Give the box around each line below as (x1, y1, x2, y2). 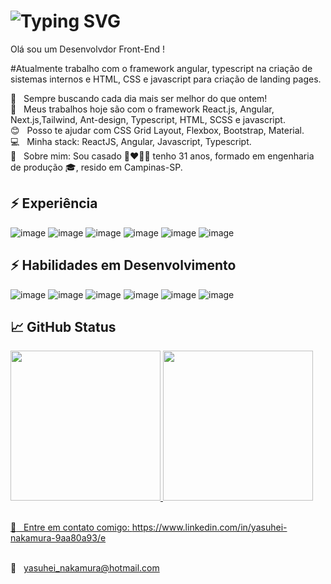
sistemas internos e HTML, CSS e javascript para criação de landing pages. (10, 73, 322, 85)
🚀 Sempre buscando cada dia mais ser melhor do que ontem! (10, 92, 268, 104)
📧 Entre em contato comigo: (10, 521, 130, 534)
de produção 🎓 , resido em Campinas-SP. (10, 161, 183, 173)
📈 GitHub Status (10, 318, 117, 335)
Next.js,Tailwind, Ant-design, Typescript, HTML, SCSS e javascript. (10, 113, 286, 125)
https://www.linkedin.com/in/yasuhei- (131, 521, 288, 534)
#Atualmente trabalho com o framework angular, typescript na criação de (10, 62, 313, 74)
